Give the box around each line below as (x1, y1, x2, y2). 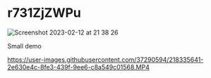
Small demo (7, 41, 42, 50)
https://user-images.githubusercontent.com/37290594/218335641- (7, 55, 204, 64)
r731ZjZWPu (7, 5, 81, 21)
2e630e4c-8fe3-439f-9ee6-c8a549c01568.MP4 (7, 63, 150, 71)
